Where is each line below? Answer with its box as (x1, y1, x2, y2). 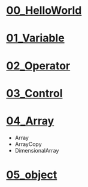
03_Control (6, 86, 63, 100)
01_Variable (6, 31, 65, 45)
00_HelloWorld (6, 4, 82, 17)
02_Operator (6, 59, 71, 72)
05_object (6, 168, 57, 182)
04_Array (6, 114, 54, 127)
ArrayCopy (14, 140, 42, 148)
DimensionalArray (14, 147, 59, 154)
